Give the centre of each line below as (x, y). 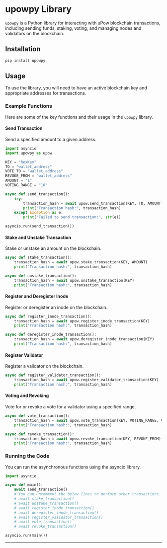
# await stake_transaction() (44, 499)
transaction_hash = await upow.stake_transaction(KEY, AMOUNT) (81, 262)
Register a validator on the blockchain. (44, 366)
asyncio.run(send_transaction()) (40, 226)
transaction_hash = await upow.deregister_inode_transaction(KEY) (84, 339)
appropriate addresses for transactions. (46, 93)
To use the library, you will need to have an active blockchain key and (76, 88)
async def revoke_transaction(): (40, 434)
